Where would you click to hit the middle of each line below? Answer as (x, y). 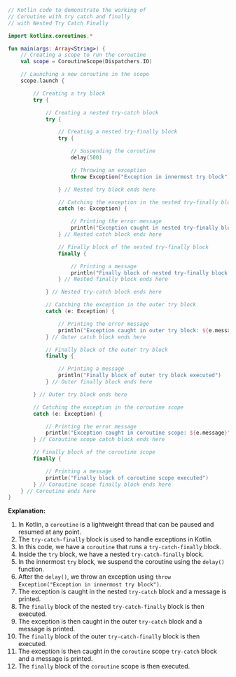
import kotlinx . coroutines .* (50, 36)
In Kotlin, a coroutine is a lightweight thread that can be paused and (116, 525)
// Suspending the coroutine (113, 151)
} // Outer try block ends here (81, 394)
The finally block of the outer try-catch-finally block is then (109, 636)
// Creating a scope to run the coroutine (83, 55)
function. (31, 570)
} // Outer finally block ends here (99, 382)
